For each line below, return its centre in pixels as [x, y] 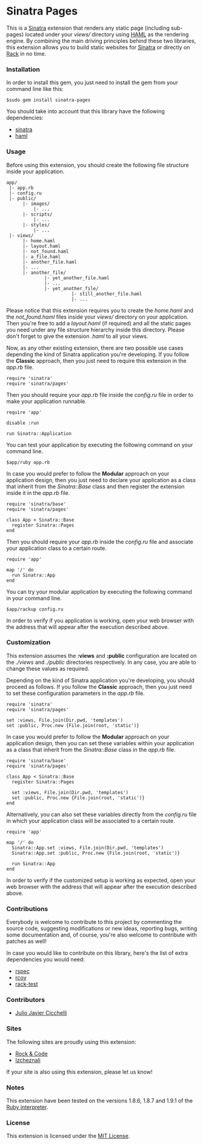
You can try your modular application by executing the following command [99, 591]
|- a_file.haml [42, 257]
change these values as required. [48, 668]
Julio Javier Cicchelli [41, 1013]
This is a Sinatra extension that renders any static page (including [88, 28]
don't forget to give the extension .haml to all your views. [77, 336]
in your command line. [34, 598]
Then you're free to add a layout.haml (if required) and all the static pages [99, 323]
